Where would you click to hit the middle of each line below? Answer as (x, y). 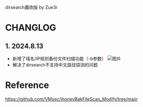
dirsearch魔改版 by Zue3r (31, 7)
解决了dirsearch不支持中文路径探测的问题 (55, 65)
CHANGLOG (31, 28)
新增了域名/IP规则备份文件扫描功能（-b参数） (59, 58)
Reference (27, 85)
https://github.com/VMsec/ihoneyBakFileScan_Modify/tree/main (71, 99)
